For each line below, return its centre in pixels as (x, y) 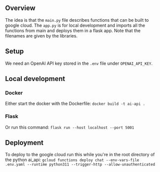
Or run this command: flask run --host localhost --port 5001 (70, 127)
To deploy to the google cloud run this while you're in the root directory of (80, 155)
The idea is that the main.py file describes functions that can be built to (77, 20)
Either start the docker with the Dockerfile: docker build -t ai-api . (75, 104)
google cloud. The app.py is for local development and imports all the (75, 25)
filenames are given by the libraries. (41, 36)
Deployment (24, 143)
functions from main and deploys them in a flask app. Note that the (73, 30)
